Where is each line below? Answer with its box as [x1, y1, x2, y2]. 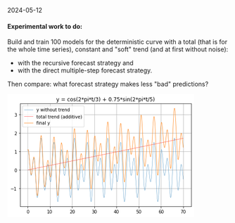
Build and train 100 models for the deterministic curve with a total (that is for [7, 38, 227, 46]
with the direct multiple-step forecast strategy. [17, 66, 153, 75]
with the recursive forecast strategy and [17, 59, 134, 68]
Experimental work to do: [7, 22, 83, 30]
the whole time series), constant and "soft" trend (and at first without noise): [7, 45, 229, 53]
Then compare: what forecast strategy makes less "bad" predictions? [7, 80, 209, 89]
